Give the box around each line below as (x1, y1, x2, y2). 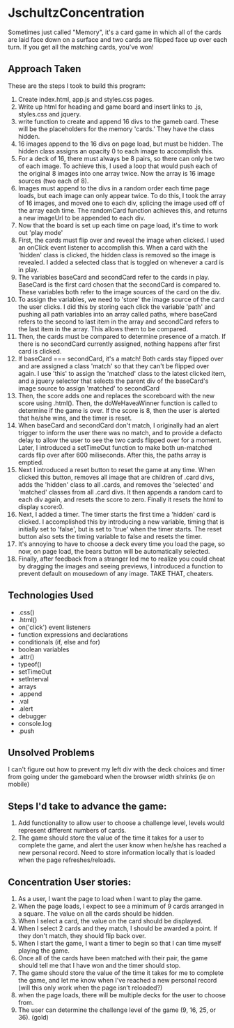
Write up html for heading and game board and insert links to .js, (17, 103, 203, 111)
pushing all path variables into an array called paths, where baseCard (17, 310, 217, 318)
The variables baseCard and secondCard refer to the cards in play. (17, 273, 210, 281)
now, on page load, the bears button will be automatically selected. (17, 547, 210, 555)
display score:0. (17, 502, 65, 511)
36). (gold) (17, 1013, 49, 1021)
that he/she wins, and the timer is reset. (17, 414, 132, 422)
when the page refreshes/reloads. (17, 856, 116, 864)
